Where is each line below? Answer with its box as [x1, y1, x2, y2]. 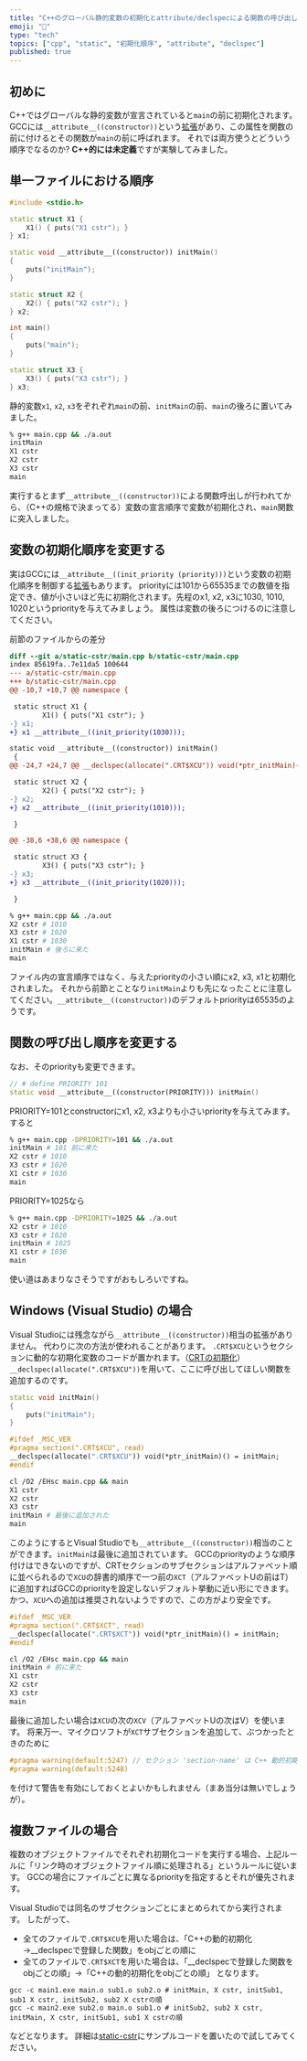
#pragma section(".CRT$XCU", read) [9, 1444, 145, 1453]
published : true [9, 48, 71, 57]
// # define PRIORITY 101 [9, 1079, 108, 1088]
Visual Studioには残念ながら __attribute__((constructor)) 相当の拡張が [9, 1329, 278, 1340]
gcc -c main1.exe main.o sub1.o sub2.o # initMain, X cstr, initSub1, [9, 1986, 284, 1995]
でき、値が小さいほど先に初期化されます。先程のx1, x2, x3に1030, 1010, [16, 591, 285, 602]
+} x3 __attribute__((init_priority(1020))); [9, 878, 185, 887]
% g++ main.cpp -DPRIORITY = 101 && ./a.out [9, 1135, 174, 1144]
